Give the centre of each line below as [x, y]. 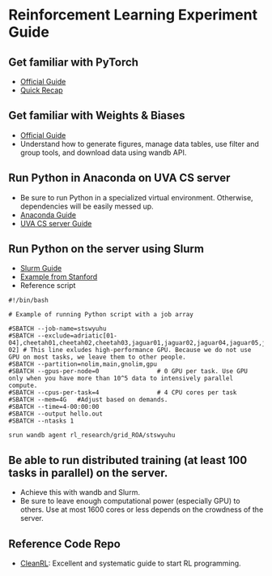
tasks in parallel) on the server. [88, 473]
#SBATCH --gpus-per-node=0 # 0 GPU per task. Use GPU [128, 372]
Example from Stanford [59, 277]
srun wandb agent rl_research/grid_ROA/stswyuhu [92, 436]
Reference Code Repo [65, 544]
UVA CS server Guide [56, 223]
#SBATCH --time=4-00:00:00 [54, 407]
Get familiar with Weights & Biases [97, 116]
